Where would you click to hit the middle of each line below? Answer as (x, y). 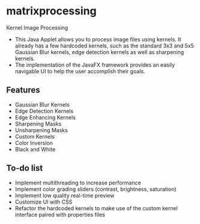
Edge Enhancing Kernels (45, 117)
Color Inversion (34, 143)
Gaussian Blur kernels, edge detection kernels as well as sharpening (99, 52)
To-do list (25, 168)
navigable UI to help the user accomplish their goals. (80, 71)
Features (23, 90)
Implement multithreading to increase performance (78, 183)
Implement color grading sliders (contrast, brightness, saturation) (95, 189)
